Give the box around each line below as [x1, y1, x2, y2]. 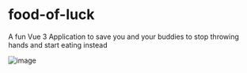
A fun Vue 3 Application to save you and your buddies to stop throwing [8, 32, 240, 41]
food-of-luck [8, 6, 95, 24]
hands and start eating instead [8, 40, 108, 49]
